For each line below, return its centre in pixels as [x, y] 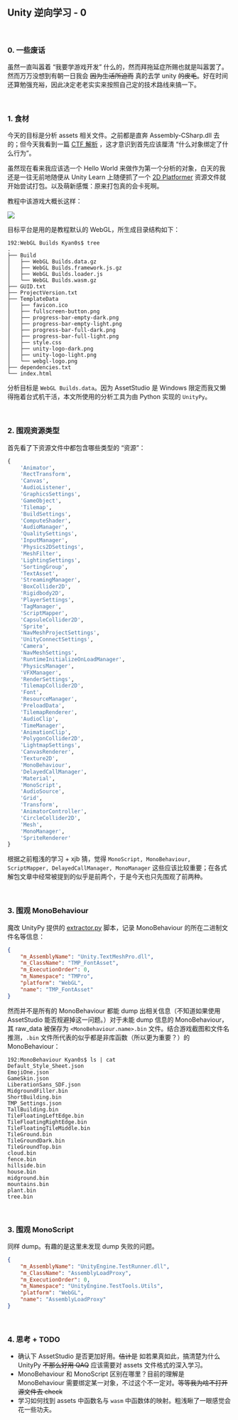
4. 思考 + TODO [34, 1339]
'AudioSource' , [43, 791]
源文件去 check [40, 1392]
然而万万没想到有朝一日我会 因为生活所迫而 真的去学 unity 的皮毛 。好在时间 [118, 76]
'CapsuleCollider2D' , [52, 620]
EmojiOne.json [28, 1072]
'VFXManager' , [41, 673]
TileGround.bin [30, 1134]
